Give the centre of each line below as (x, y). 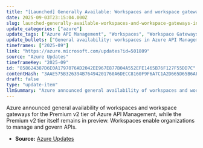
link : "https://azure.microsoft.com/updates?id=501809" (78, 51)
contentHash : (23, 74)
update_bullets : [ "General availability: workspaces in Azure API (92, 40)
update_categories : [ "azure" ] (44, 29)
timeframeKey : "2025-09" (37, 62)
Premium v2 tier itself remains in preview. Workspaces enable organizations (101, 120)
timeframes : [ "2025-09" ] (37, 46)
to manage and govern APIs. (42, 127)
